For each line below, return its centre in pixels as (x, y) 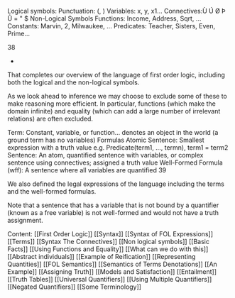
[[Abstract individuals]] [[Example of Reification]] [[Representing (102, 256)
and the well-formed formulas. (52, 191)
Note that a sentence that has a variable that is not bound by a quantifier (113, 205)
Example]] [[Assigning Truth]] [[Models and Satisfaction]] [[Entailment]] (112, 272)
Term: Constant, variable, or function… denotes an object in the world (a (113, 132)
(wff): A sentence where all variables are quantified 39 (87, 170)
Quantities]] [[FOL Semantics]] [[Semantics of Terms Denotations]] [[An (113, 264)
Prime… (19, 33)
